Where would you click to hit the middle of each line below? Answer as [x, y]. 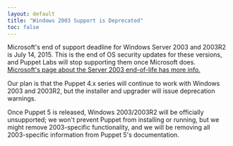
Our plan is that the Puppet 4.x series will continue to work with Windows [114, 84]
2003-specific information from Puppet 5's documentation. [94, 135]
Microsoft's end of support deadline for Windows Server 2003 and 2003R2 [116, 47]
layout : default [31, 14]
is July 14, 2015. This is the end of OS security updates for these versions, [115, 55]
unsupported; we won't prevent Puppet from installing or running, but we [113, 120]
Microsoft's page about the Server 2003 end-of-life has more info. [104, 70]
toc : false [23, 27]
